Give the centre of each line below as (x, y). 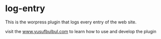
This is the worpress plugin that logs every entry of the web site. (71, 22)
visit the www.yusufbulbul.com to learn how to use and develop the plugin (81, 31)
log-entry (25, 9)
